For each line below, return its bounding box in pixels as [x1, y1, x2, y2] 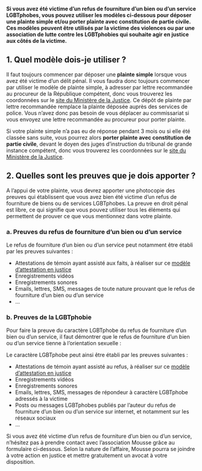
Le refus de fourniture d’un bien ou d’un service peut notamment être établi [6, 241, 194, 248]
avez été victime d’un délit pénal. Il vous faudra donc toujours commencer [6, 77, 190, 84]
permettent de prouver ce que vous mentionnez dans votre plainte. [6, 212, 173, 219]
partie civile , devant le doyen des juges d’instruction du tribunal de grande [6, 140, 192, 148]
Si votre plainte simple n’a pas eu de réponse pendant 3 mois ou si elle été [6, 127, 191, 135]
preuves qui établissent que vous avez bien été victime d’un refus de [6, 193, 177, 200]
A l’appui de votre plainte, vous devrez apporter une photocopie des [6, 187, 175, 194]
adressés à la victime [14, 395, 68, 403]
